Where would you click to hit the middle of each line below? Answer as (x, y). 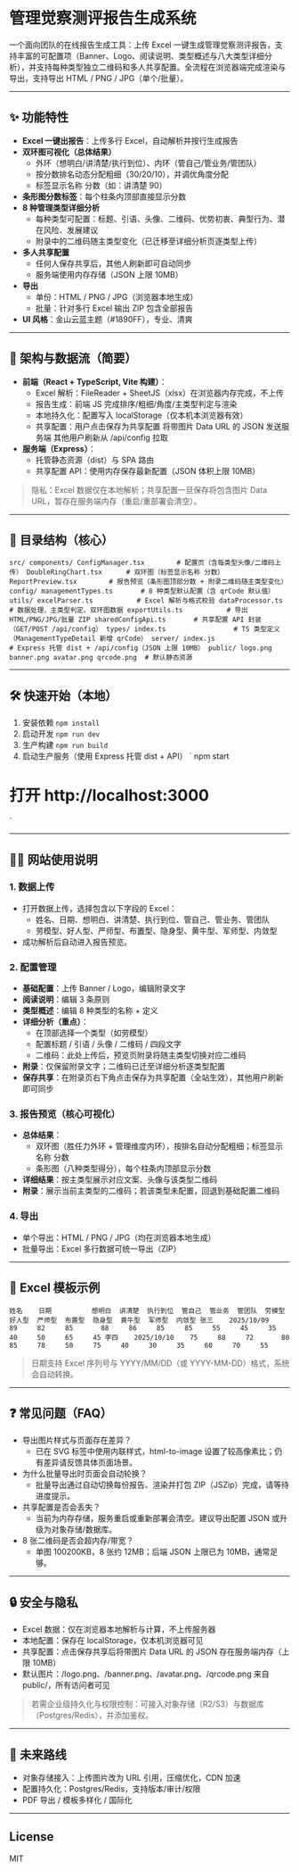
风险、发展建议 (71, 229)
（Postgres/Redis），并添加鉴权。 (92, 1716)
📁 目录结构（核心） (61, 540)
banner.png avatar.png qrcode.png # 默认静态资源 (101, 658)
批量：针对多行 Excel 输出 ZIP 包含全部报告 (114, 308)
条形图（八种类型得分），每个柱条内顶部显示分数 (123, 1168)
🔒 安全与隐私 (44, 1602)
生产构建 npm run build (65, 745)
